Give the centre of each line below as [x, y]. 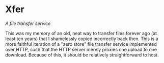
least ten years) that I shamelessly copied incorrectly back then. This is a [82, 39]
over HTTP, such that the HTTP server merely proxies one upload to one [81, 49]
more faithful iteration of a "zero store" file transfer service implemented [81, 44]
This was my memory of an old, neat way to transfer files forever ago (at [81, 33]
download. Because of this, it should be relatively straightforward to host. [82, 55]
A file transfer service [28, 23]
